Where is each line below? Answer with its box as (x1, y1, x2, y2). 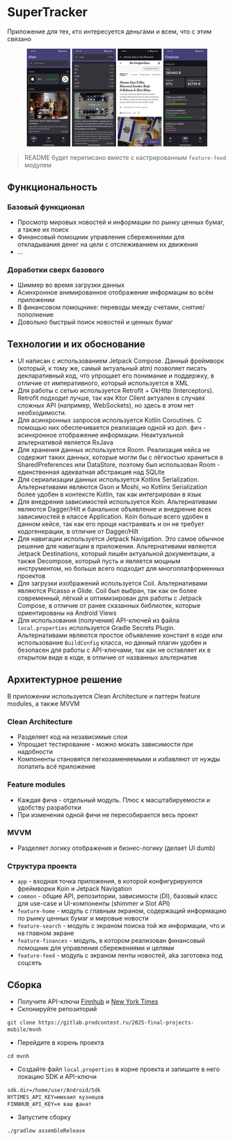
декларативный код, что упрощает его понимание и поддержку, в (17, 371, 214, 380)
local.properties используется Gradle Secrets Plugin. (17, 624, 176, 632)
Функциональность (7, 181, 98, 193)
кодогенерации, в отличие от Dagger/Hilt (17, 528, 139, 536)
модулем (24, 161, 52, 170)
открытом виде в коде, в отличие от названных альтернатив (17, 653, 198, 662)
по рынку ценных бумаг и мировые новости (17, 914, 149, 923)
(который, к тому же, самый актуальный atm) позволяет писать (17, 364, 207, 373)
